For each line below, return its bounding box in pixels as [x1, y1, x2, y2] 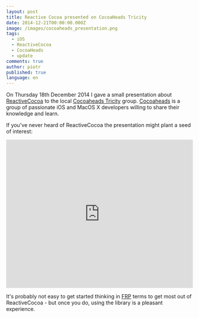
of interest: [6, 128, 33, 135]
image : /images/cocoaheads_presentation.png [6, 25, 118, 31]
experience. [6, 306, 36, 313]
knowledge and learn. [6, 110, 59, 117]
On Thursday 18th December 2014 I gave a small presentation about [6, 91, 172, 98]
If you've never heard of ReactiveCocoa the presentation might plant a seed [6, 122, 191, 129]
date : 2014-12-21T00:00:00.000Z [6, 20, 86, 26]
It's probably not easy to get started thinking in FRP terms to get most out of [6, 293, 192, 300]
